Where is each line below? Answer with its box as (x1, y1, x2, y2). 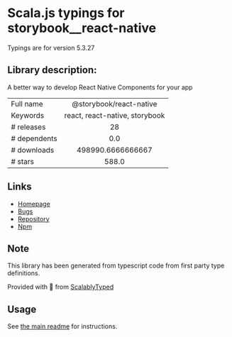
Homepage (17, 199, 51, 208)
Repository (17, 214, 50, 223)
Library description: (7, 64, 97, 76)
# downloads (11, 145, 55, 155)
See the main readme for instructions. (7, 322, 118, 331)
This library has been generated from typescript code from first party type (7, 261, 225, 270)
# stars (11, 156, 34, 166)
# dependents (11, 133, 58, 143)
